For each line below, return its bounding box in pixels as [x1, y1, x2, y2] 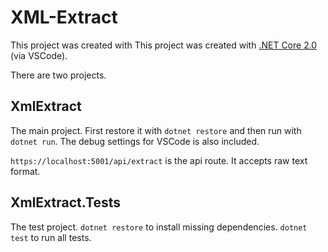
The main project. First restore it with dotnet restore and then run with [10, 124, 302, 136]
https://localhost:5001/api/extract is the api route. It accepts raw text [10, 154, 308, 166]
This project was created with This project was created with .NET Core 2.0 [10, 39, 318, 51]
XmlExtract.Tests [10, 194, 122, 211]
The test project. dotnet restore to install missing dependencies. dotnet [10, 221, 308, 233]
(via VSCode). [10, 49, 68, 61]
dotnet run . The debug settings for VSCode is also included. [10, 135, 260, 147]
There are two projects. [10, 69, 107, 81]
